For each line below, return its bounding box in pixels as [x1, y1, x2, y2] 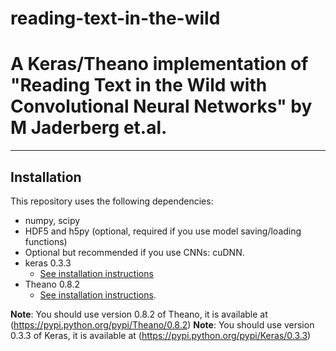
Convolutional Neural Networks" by [10, 95, 313, 118]
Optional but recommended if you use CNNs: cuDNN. [24, 246, 245, 258]
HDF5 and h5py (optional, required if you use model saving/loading [24, 225, 302, 237]
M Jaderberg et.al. [10, 117, 168, 139]
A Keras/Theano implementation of [10, 53, 309, 76]
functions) [24, 235, 68, 247]
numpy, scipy [24, 214, 81, 226]
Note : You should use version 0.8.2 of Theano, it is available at [10, 308, 268, 320]
